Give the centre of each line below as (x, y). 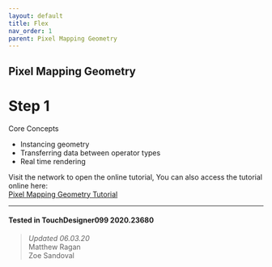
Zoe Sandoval (51, 255)
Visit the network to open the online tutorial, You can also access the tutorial (136, 177)
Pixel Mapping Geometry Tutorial (63, 194)
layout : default (36, 16)
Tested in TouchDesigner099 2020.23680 (81, 220)
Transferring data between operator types (90, 153)
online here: (28, 185)
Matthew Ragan (54, 247)
